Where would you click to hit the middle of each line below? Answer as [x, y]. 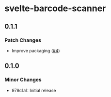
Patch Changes [23, 40]
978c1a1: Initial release [34, 90]
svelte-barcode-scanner [55, 8]
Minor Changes [23, 80]
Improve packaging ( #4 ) [36, 50]
